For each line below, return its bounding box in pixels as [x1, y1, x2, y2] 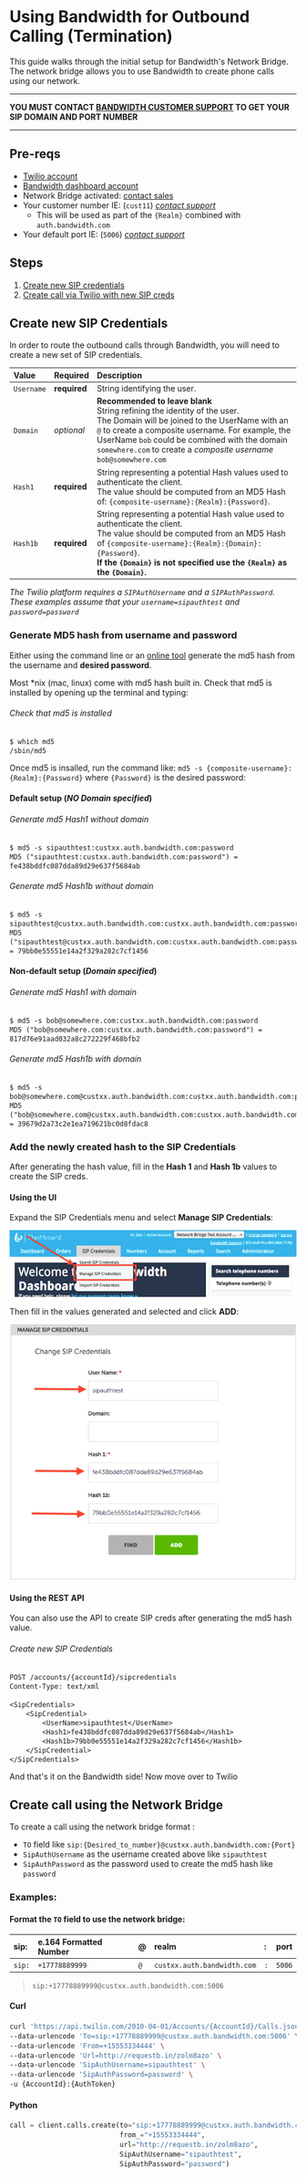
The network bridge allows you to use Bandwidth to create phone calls [9, 66, 275, 77]
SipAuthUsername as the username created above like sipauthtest [22, 1848, 268, 1859]
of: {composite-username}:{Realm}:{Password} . [97, 496, 270, 507]
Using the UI [9, 1191, 57, 1202]
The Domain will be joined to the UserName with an [97, 415, 289, 426]
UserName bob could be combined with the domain [97, 435, 289, 445]
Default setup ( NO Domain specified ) [9, 792, 153, 804]
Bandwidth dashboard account [22, 180, 139, 191]
